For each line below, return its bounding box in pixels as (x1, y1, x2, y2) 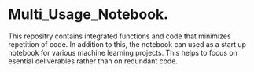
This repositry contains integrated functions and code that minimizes (8, 31, 231, 41)
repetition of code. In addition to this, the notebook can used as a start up (8, 39, 246, 49)
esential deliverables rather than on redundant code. (8, 56, 179, 66)
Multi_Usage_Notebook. (8, 5, 169, 23)
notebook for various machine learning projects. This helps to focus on (8, 48, 238, 57)
